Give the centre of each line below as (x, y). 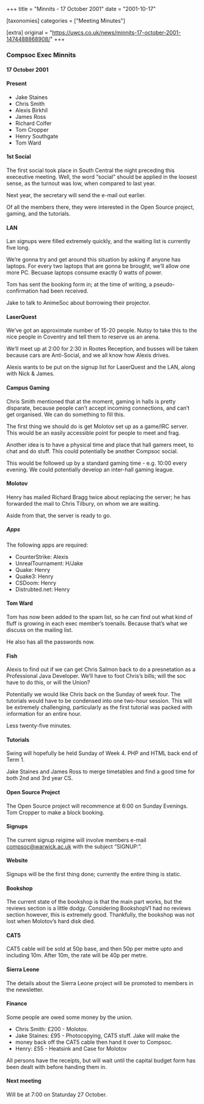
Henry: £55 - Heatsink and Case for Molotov (71, 1048)
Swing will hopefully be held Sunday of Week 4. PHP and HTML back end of (102, 753)
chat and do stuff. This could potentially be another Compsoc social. (92, 451)
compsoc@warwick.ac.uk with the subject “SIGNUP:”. (74, 846)
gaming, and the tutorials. (38, 213)
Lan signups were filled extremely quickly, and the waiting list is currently (98, 241)
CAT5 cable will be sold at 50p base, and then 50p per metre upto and (95, 949)
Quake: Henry (33, 569)
